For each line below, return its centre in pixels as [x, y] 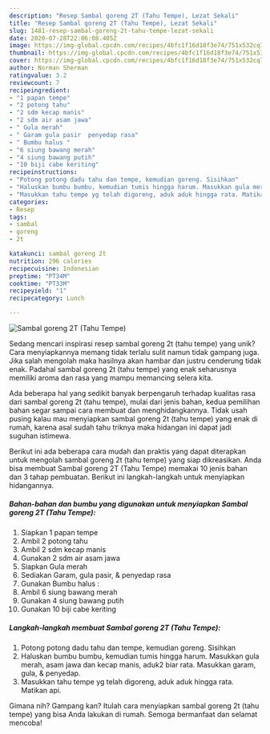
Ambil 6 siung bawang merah [69, 592]
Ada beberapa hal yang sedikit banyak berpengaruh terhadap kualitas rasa [132, 393]
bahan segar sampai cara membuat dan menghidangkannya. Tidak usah [128, 410]
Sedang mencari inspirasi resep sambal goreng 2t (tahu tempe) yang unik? [132, 344]
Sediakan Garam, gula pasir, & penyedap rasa [96, 575]
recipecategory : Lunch [47, 298]
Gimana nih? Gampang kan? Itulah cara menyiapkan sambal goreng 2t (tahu [134, 705]
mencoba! [26, 723]
